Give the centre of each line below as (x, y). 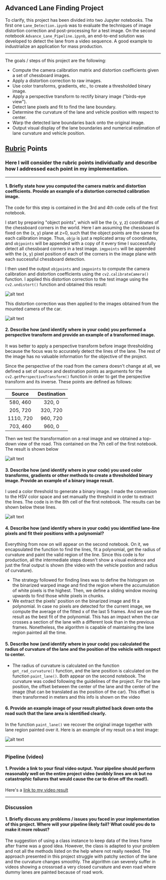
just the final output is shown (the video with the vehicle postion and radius (82, 565)
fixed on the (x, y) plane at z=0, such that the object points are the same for (82, 233)
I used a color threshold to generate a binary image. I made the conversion (81, 492)
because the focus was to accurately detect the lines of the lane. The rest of (83, 351)
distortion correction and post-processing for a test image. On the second (80, 30)
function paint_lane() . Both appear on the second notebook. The (79, 676)
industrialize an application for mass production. (54, 46)
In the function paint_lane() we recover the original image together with (79, 724)
